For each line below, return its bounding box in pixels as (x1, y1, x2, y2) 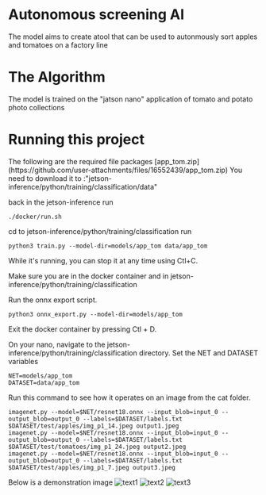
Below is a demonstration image (8, 478, 114, 487)
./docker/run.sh (8, 213, 62, 221)
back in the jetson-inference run (8, 197, 114, 207)
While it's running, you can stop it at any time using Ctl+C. (8, 255, 199, 265)
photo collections (8, 102, 65, 112)
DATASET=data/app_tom (8, 378, 80, 386)
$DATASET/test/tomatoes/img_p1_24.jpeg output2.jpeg (8, 443, 187, 451)
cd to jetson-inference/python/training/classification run (8, 226, 192, 236)
